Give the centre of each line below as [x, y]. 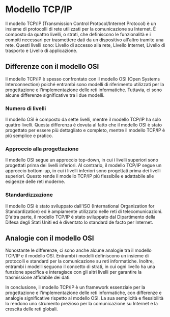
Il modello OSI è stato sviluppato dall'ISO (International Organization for [80, 206]
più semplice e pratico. [29, 136]
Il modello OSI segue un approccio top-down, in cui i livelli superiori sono [82, 160]
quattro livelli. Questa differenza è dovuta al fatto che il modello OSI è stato [84, 125]
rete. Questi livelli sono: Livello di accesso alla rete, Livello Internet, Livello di [85, 45]
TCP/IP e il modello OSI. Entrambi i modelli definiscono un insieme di [77, 256]
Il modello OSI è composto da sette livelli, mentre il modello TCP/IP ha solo [83, 120]
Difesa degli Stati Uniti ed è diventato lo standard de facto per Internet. [79, 222]
